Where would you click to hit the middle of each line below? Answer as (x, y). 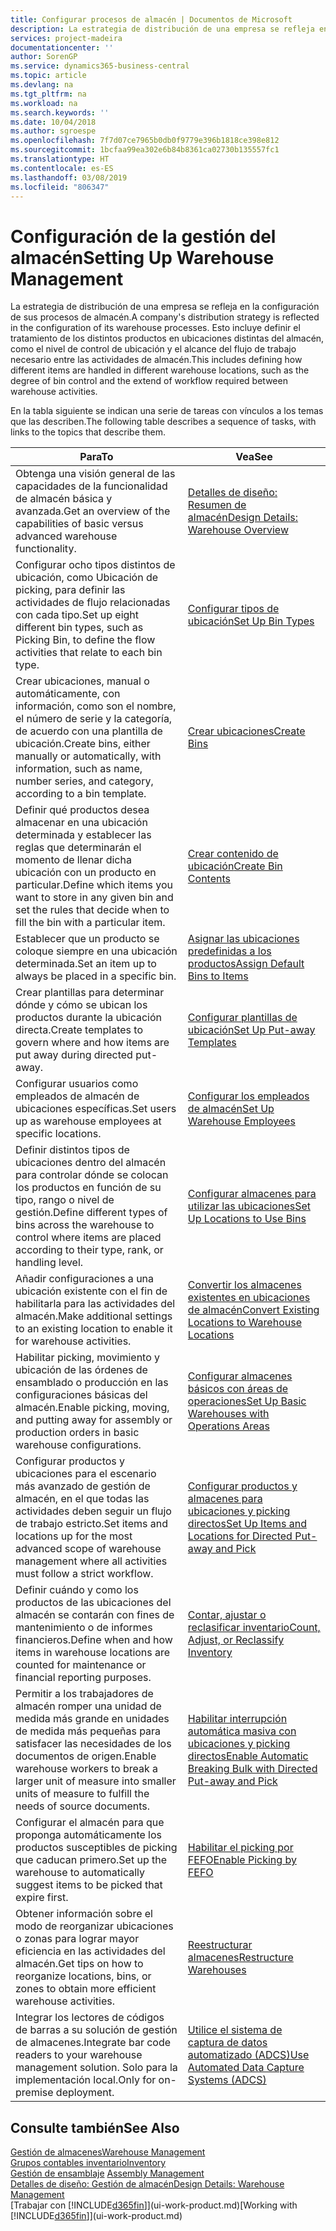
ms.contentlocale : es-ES (62, 168)
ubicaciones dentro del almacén (91, 1163)
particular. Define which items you (94, 885)
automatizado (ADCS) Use (248, 2055)
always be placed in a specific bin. (96, 976)
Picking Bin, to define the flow (85, 640)
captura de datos (227, 2043)
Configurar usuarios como (77, 1084)
